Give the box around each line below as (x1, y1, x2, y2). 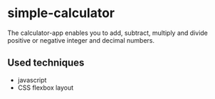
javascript (17, 75, 47, 84)
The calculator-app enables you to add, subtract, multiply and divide (7, 28, 209, 37)
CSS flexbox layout (17, 83, 74, 92)
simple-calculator (7, 5, 115, 21)
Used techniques (7, 57, 85, 69)
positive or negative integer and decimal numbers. (7, 36, 155, 44)
